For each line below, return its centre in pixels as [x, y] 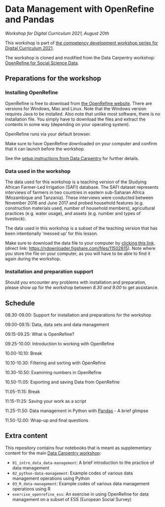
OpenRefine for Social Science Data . [42, 63]
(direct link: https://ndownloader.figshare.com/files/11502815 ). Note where [81, 248]
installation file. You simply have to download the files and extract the [75, 119]
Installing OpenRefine [32, 92]
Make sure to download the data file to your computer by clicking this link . [80, 243]
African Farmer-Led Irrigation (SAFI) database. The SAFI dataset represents [82, 187]
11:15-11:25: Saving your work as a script [46, 401]
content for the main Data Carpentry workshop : [53, 453]
